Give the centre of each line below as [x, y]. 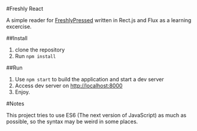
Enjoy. [22, 92]
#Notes [15, 103]
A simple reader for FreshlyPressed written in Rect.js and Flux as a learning [99, 20]
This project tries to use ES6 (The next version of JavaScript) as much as [96, 115]
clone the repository [40, 50]
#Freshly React [25, 9]
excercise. [19, 27]
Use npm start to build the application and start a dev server [90, 79]
